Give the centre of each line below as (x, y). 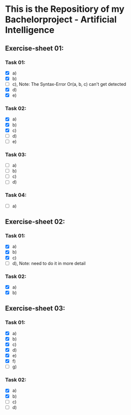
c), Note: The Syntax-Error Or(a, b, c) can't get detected (69, 84)
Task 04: (16, 195)
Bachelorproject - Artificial (61, 19)
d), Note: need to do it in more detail (49, 263)
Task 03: (16, 154)
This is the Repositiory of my (65, 9)
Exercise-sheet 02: (35, 222)
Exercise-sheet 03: (35, 309)
